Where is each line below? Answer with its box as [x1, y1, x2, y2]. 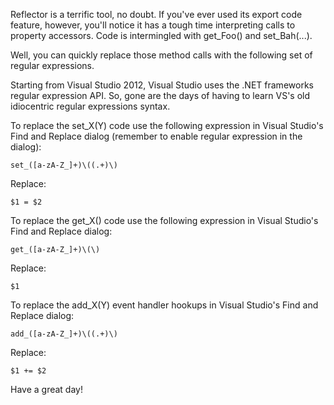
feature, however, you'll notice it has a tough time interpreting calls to [10, 19, 296, 31]
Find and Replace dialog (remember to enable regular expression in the [10, 130, 303, 142]
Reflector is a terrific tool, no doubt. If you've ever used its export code [10, 9, 303, 20]
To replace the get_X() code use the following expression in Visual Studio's [10, 215, 319, 226]
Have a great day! [10, 384, 83, 395]
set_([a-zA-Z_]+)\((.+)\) [10, 160, 118, 170]
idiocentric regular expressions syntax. [10, 100, 171, 112]
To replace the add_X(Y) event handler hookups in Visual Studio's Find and [10, 299, 319, 311]
